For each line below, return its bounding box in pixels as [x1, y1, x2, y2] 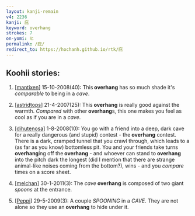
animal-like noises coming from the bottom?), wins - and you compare [14, 162, 184, 169]
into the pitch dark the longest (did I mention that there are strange [14, 156, 175, 163]
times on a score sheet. [14, 168, 71, 175]
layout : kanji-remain [6, 8, 59, 15]
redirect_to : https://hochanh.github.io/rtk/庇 [6, 47, 123, 53]
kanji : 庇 [6, 19, 29, 25]
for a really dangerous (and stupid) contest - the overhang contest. [14, 131, 177, 138]
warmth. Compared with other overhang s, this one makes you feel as [14, 107, 182, 114]
